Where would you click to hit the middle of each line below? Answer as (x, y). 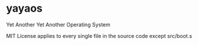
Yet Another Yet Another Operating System (58, 25)
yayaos (25, 8)
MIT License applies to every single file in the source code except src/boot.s (99, 36)
